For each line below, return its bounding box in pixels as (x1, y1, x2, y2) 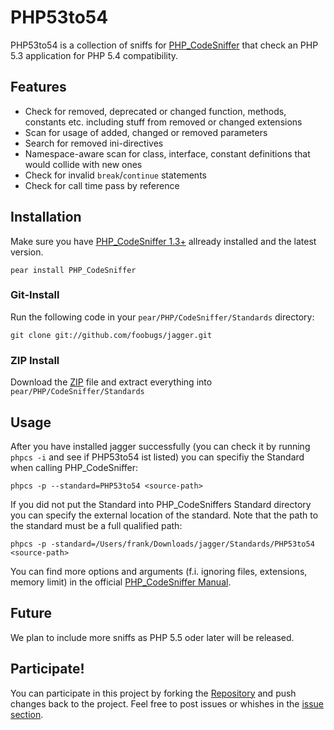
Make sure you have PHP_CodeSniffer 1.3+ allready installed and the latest (10, 235, 317, 247)
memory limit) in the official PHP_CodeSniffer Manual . (10, 576, 232, 588)
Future (10, 605, 53, 622)
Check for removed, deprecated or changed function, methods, (24, 105, 287, 117)
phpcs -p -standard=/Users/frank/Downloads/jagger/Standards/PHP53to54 (10, 539, 315, 549)
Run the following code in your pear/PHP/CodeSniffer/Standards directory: (10, 311, 315, 323)
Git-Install (10, 288, 60, 302)
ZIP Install (10, 353, 60, 367)
